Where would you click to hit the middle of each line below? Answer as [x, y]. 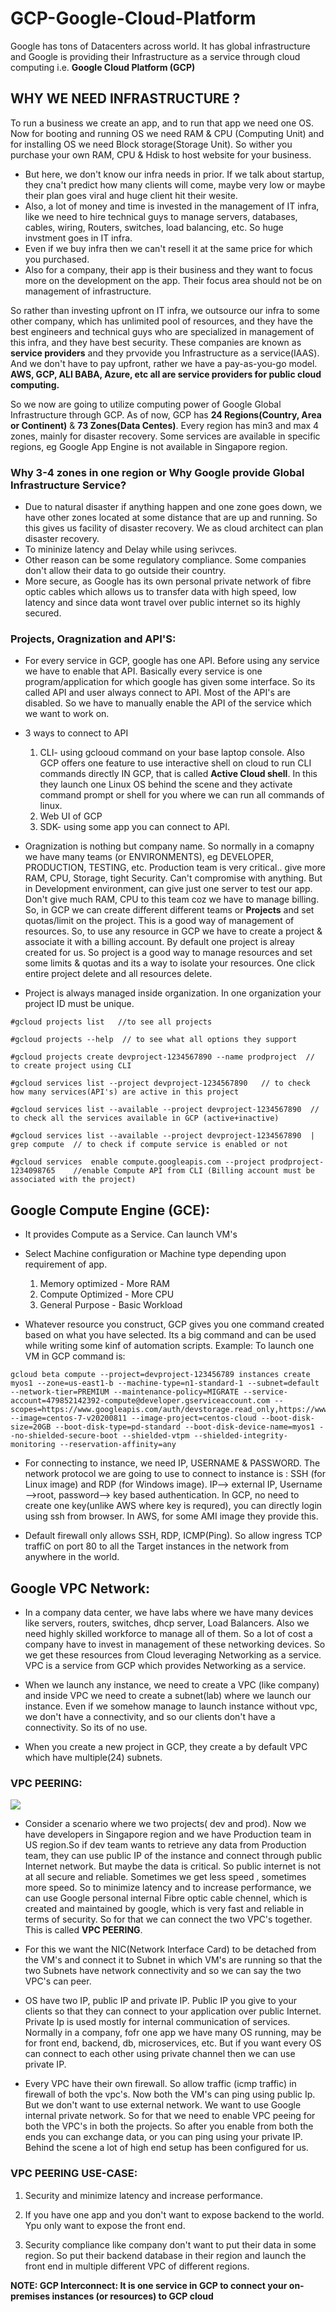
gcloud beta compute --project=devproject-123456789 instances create [160, 1375]
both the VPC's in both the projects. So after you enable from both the [169, 2126]
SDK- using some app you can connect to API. [135, 827]
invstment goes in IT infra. [78, 238]
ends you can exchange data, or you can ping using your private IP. [163, 2137]
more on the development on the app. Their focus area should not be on [173, 280]
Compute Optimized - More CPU [107, 1294]
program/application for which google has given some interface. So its [170, 682]
